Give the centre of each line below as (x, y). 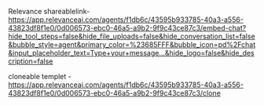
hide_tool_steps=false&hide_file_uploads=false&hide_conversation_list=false (132, 36)
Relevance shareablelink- (49, 11)
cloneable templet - (40, 76)
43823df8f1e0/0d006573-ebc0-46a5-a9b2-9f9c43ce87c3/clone (115, 93)
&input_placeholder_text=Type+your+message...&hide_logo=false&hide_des (132, 53)
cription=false (31, 61)
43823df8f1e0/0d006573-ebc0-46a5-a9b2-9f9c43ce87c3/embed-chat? (127, 28)
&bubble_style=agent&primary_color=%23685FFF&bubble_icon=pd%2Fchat (132, 45)
